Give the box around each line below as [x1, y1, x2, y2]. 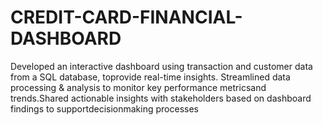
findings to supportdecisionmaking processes [10, 102, 199, 115]
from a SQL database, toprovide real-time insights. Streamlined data [10, 71, 291, 83]
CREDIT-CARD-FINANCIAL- [10, 6, 243, 29]
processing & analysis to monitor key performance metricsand [10, 81, 267, 93]
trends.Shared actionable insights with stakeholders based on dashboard [10, 92, 312, 104]
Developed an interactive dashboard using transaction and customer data [10, 60, 313, 72]
